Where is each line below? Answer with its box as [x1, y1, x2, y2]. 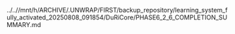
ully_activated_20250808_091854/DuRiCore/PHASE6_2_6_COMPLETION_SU [6, 13, 227, 22]
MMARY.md [6, 21, 42, 28]
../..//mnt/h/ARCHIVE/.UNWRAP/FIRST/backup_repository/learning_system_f [6, 6, 228, 14]
